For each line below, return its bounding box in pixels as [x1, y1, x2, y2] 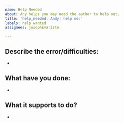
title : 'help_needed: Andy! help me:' [5, 16, 83, 21]
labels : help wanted [5, 20, 47, 26]
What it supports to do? [5, 101, 77, 109]
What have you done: [5, 74, 71, 82]
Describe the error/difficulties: [5, 47, 99, 56]
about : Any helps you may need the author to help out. [5, 12, 120, 16]
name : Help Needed [5, 7, 42, 12]
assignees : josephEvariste [5, 25, 59, 30]
